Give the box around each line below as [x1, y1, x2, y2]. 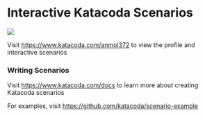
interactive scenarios [7, 48, 67, 56]
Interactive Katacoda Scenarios [7, 5, 193, 21]
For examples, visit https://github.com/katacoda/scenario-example [7, 102, 198, 110]
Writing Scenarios [7, 65, 69, 75]
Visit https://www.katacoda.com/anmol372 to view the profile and [7, 40, 196, 49]
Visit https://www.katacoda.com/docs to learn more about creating [7, 81, 199, 89]
